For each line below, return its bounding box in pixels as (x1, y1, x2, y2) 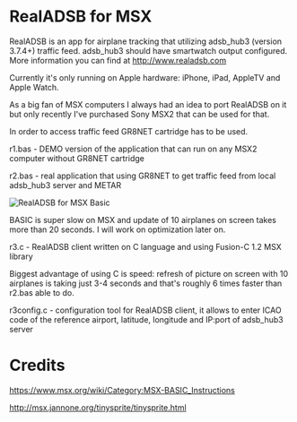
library (9, 251, 33, 262)
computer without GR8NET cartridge (9, 152, 145, 163)
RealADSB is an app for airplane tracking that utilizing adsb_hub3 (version (9, 36, 283, 47)
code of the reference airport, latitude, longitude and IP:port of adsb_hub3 (9, 314, 284, 324)
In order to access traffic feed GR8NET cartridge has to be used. (9, 125, 249, 136)
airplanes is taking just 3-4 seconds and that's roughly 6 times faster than (9, 278, 283, 289)
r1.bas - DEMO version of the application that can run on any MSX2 (9, 143, 258, 154)
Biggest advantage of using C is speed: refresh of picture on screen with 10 (9, 268, 289, 279)
